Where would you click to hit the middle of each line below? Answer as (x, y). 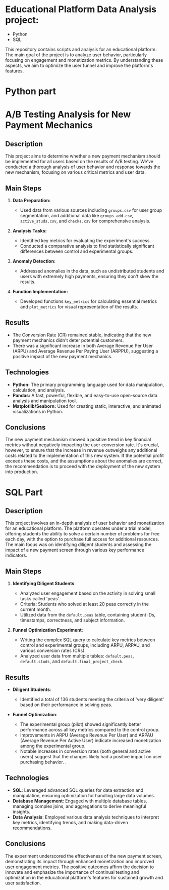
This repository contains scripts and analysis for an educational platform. (81, 49)
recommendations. (32, 828)
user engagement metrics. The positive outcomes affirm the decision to (80, 867)
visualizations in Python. (38, 411)
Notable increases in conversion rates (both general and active (86, 751)
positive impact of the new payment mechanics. (62, 356)
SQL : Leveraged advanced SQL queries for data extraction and (78, 790)
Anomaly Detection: (34, 261)
